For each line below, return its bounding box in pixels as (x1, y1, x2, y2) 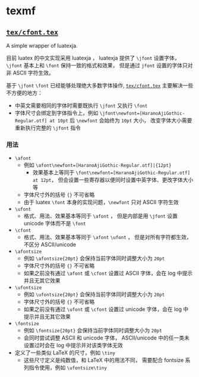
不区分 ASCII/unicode (23, 241, 77, 248)
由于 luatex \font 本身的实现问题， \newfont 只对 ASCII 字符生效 (23, 199, 179, 206)
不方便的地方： (6, 89, 43, 96)
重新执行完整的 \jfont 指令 (14, 124, 81, 131)
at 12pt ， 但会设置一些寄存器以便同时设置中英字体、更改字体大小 (32, 177, 194, 184)
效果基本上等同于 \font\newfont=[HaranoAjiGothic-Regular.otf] (32, 169, 191, 176)
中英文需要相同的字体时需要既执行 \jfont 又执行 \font (14, 102, 148, 109)
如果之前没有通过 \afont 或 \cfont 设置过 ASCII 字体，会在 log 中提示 (23, 269, 193, 277)
